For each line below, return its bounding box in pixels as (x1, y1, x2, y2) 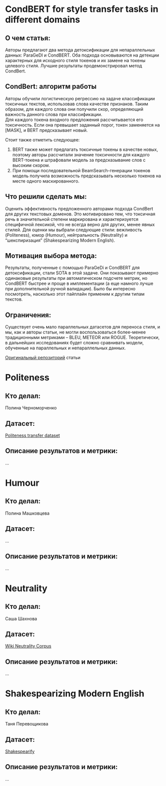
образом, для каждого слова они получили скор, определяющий (5, 106, 144, 112)
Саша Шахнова (5, 615, 37, 621)
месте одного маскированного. (12, 178, 80, 184)
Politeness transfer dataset (5, 433, 60, 439)
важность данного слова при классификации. (5, 111, 103, 117)
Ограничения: (5, 311, 51, 319)
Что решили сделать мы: (5, 193, 87, 201)
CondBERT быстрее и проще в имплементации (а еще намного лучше (5, 280, 154, 286)
